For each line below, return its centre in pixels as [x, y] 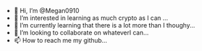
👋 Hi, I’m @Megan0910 [47, 11]
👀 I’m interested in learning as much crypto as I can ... [91, 18]
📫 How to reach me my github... [60, 40]
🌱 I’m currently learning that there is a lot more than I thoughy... [104, 25]
